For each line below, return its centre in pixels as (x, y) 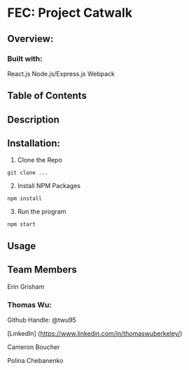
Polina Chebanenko (35, 360)
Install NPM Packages (49, 186)
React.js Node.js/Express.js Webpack (61, 73)
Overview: (30, 39)
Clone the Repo (40, 160)
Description (33, 119)
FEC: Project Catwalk (70, 13)
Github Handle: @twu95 (42, 320)
